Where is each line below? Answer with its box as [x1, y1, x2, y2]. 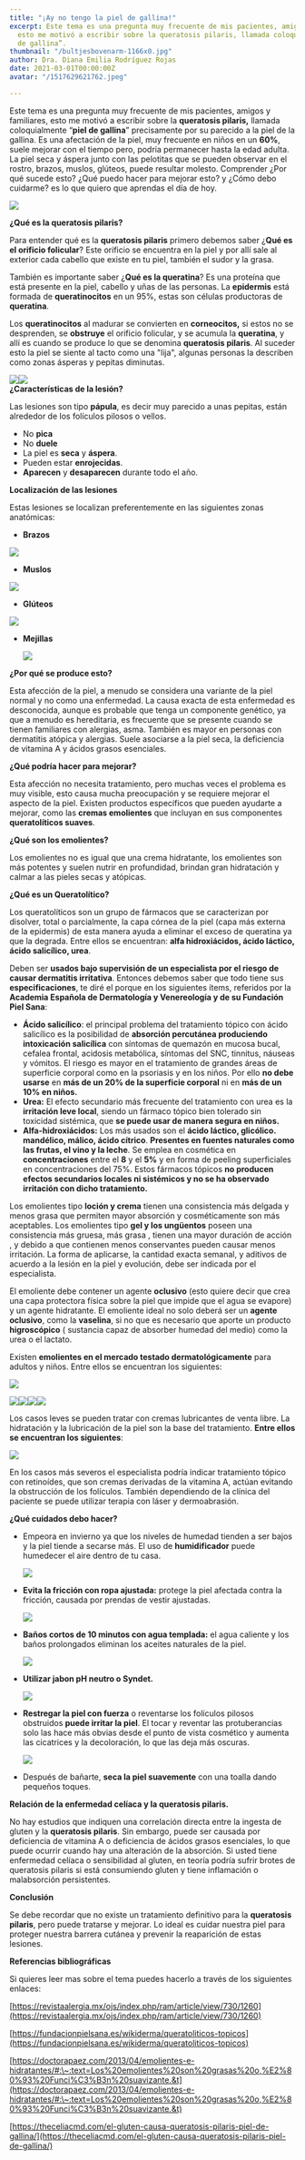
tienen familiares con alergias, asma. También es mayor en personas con [9, 724, 282, 735]
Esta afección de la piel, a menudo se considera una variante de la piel [9, 685, 273, 695]
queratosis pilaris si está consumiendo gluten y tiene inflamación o [9, 1864, 259, 1875]
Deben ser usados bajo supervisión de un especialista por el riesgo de [9, 962, 280, 973]
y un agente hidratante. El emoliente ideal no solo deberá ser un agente [9, 1305, 278, 1316]
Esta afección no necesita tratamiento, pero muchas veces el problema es [9, 778, 287, 789]
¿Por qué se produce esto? [9, 667, 113, 678]
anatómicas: [9, 511, 55, 522]
